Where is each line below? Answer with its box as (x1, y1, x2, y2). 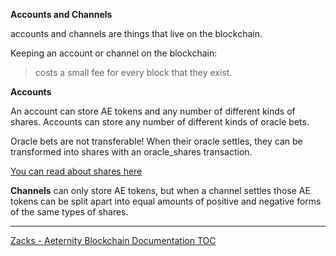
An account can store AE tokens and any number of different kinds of (10, 105, 296, 117)
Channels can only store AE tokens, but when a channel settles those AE (10, 185, 311, 196)
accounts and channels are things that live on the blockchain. (10, 28, 263, 39)
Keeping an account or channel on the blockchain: (10, 47, 218, 59)
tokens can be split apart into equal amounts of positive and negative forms (10, 195, 322, 207)
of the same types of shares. (10, 206, 129, 218)
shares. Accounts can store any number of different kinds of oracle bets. (10, 116, 310, 128)
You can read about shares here (10, 165, 143, 177)
